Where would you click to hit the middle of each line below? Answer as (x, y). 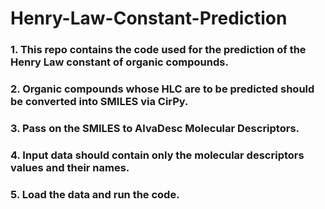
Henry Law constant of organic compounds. (119, 62)
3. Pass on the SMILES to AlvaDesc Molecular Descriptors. (155, 128)
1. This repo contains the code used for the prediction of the (158, 50)
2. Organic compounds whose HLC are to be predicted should (162, 89)
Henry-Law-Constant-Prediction (149, 18)
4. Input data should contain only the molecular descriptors (157, 155)
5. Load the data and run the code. (95, 194)
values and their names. (70, 167)
